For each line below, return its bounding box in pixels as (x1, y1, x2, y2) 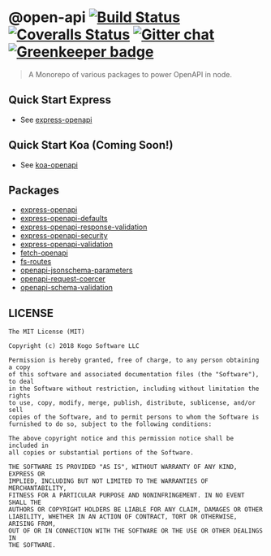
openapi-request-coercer (19, 274, 105, 284)
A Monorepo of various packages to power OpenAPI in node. (28, 69, 233, 79)
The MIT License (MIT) (8, 328, 85, 337)
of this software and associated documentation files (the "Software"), (8, 371, 260, 379)
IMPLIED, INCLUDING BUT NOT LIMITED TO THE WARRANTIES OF (8, 477, 209, 485)
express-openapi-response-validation (19, 222, 148, 232)
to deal (8, 378, 35, 386)
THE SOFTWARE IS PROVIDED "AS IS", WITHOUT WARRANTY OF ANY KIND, (8, 463, 238, 471)
